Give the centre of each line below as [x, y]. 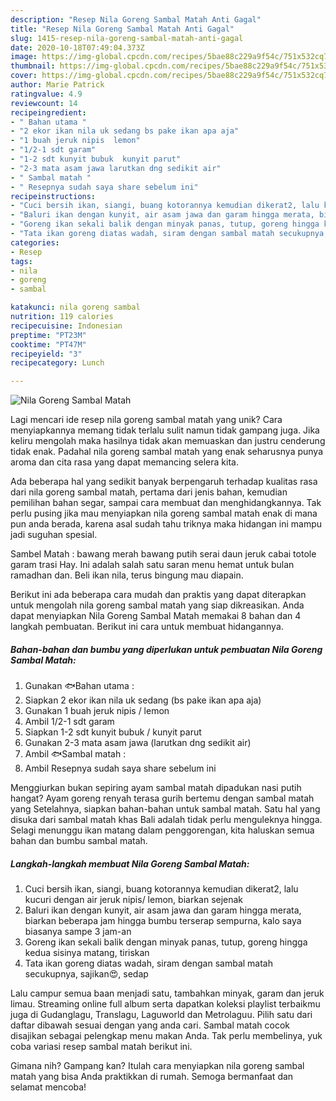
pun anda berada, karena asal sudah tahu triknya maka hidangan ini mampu [166, 524]
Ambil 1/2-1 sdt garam [69, 722]
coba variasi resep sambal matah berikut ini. [101, 1047]
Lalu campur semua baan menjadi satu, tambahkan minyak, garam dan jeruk [167, 993]
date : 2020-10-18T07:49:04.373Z [77, 47]
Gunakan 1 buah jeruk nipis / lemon [97, 711]
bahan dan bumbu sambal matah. [79, 841]
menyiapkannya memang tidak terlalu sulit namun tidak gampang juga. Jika [165, 430]
